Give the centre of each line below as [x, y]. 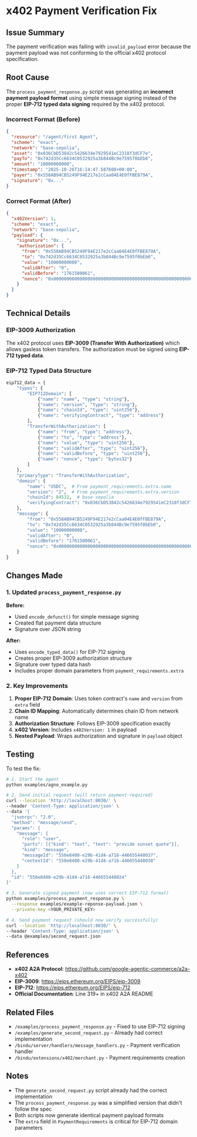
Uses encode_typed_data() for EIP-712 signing [70, 652]
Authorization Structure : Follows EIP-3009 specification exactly [93, 723]
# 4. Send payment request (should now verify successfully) [82, 920]
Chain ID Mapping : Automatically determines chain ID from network [96, 711]
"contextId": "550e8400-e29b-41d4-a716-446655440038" [89, 861]
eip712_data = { [26, 383]
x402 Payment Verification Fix [81, 11]
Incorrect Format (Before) [43, 119]
